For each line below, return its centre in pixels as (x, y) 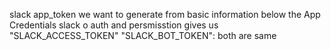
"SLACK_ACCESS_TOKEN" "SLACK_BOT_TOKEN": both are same (143, 35)
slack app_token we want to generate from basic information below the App (165, 14)
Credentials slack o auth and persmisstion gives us (114, 25)
